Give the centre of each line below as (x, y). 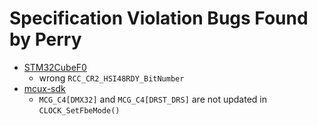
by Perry (45, 39)
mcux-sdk (44, 88)
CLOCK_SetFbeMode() (79, 110)
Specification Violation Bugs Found (159, 18)
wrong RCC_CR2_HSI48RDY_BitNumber (111, 78)
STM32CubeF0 (55, 67)
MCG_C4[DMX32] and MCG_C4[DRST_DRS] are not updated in (152, 99)
